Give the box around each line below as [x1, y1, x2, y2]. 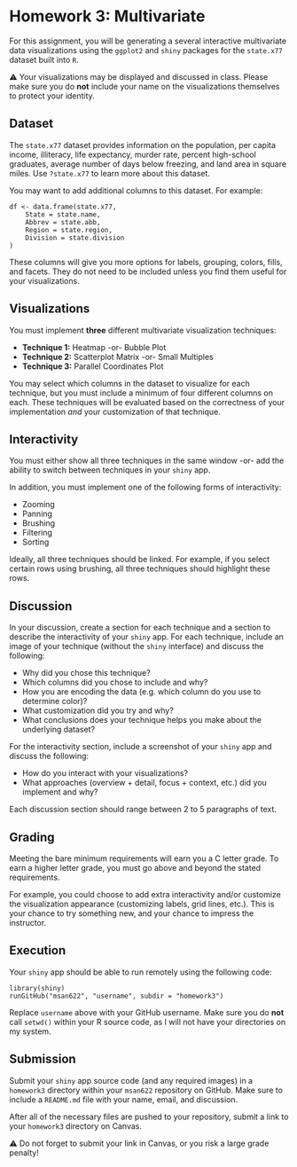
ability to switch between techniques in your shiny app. [9, 465, 211, 475]
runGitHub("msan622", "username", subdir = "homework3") [9, 991, 224, 1000]
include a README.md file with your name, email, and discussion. [9, 1093, 238, 1105]
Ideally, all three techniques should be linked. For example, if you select [9, 554, 270, 565]
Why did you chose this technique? [21, 668, 151, 678]
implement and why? [21, 787, 98, 797]
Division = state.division [25, 233, 125, 242]
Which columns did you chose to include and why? [21, 677, 208, 688]
